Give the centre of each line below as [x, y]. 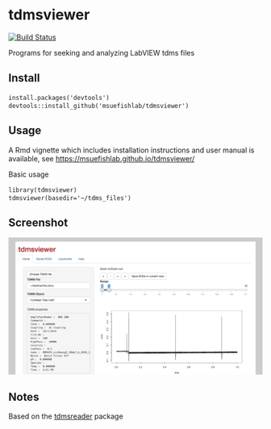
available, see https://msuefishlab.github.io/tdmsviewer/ [102, 158]
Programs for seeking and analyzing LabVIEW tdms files [102, 52]
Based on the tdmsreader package [66, 416]
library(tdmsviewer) [43, 190]
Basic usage [29, 174]
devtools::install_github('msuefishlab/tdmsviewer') [99, 106]
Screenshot [38, 222]
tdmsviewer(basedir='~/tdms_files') [70, 198]
